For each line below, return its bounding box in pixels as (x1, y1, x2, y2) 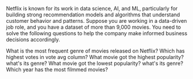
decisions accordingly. (6, 36, 60, 43)
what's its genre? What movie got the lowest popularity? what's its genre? (6, 60, 184, 67)
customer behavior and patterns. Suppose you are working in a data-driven (6, 18, 187, 24)
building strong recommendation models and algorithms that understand (6, 11, 180, 18)
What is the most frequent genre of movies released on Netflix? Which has (6, 47, 185, 54)
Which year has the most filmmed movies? (6, 66, 108, 73)
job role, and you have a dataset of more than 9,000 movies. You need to (6, 23, 181, 30)
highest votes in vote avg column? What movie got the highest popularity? (6, 54, 184, 60)
